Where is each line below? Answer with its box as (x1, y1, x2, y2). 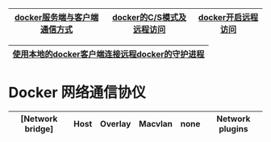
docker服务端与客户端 (15, 12, 99, 23)
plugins (219, 123, 248, 134)
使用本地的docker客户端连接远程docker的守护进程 (12, 48, 205, 60)
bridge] (24, 123, 54, 134)
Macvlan (138, 118, 173, 129)
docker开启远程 (198, 12, 259, 23)
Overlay (99, 118, 131, 129)
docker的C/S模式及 (111, 12, 187, 23)
